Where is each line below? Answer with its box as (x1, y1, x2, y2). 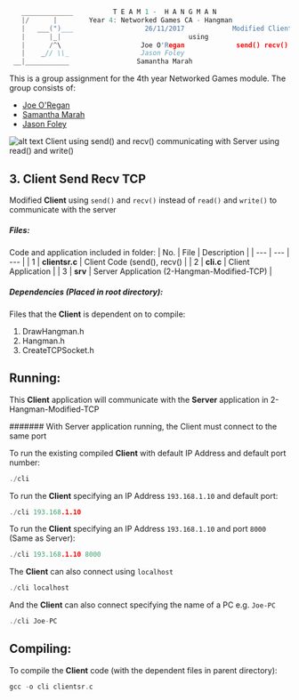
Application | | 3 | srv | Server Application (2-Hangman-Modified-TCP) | (9, 266, 273, 277)
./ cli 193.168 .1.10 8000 (9, 551, 101, 559)
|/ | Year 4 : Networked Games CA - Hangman (20, 15, 233, 25)
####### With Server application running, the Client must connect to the (9, 421, 278, 431)
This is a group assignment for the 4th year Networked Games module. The (9, 73, 287, 84)
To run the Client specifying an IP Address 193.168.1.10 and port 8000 (9, 524, 267, 535)
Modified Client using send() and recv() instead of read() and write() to (9, 195, 278, 205)
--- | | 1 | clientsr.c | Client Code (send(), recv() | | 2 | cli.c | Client (9, 256, 251, 267)
